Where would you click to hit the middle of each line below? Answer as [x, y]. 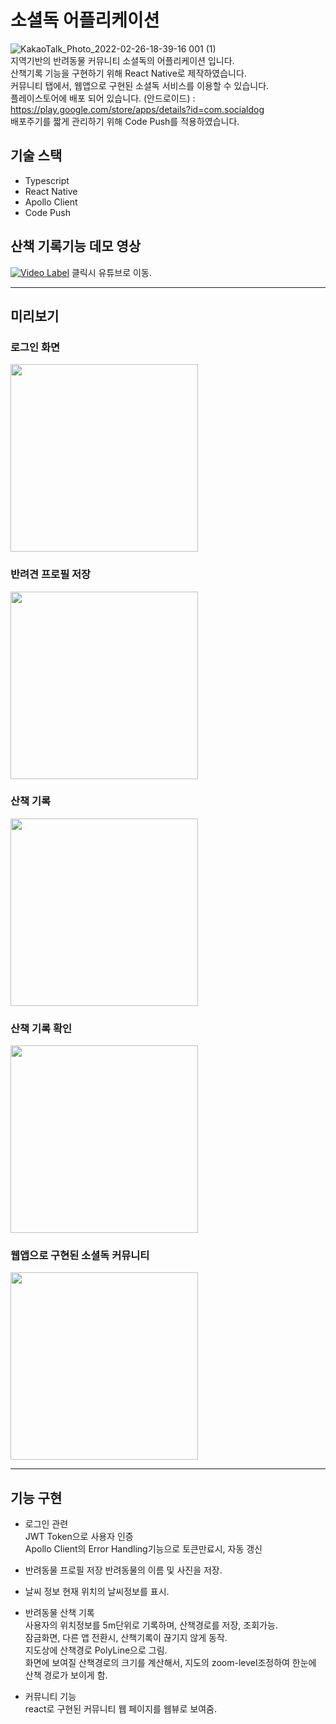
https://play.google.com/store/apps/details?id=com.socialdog [137, 109]
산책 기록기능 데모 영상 [76, 246]
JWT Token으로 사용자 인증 [79, 1537]
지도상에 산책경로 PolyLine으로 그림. [96, 1650]
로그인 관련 [46, 1524]
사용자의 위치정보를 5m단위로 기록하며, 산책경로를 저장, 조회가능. [151, 1625]
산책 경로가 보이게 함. [66, 1675]
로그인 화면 [35, 347]
